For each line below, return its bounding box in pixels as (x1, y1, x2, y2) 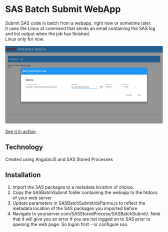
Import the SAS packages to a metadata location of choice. (12, 184, 134, 190)
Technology (5, 143, 43, 151)
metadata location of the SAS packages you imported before (12, 205, 137, 211)
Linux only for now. (5, 36, 44, 42)
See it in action (5, 128, 36, 134)
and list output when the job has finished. (5, 30, 90, 36)
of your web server (12, 194, 52, 200)
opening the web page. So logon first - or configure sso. (12, 221, 128, 227)
